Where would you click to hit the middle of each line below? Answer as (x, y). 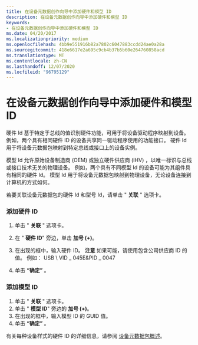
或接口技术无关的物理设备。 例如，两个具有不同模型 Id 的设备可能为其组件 (96, 167)
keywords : (18, 22)
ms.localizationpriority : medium (47, 39)
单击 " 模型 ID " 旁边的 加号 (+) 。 (53, 308)
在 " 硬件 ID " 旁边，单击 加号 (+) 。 (56, 238)
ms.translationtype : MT (35, 55)
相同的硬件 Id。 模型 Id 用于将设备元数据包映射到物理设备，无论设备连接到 (101, 175)
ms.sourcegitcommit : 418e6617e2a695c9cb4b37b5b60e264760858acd (85, 50)
